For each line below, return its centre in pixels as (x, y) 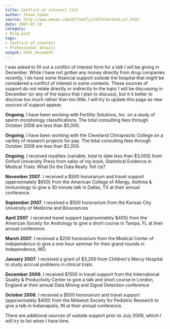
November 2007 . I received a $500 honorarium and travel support (75, 176)
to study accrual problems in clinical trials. (49, 264)
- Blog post (18, 34)
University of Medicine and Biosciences (47, 208)
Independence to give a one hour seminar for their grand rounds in (75, 244)
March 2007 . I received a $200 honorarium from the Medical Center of (79, 238)
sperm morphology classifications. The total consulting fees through (77, 120)
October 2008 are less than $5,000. (43, 125)
